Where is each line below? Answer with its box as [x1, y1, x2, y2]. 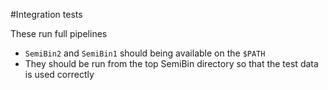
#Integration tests [10, 9, 83, 20]
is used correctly [24, 69, 95, 80]
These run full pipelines [10, 28, 108, 39]
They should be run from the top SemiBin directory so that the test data [24, 58, 319, 69]
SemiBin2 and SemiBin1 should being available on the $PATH [24, 47, 266, 59]
